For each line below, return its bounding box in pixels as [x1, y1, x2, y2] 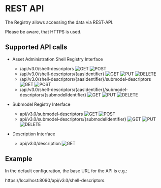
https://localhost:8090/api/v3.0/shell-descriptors [5, 177, 105, 183]
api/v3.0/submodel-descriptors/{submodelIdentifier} [19, 116, 127, 122]
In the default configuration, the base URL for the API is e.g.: [5, 168, 128, 174]
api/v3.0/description [19, 140, 61, 146]
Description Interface [12, 131, 56, 137]
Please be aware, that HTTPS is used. [5, 29, 82, 34]
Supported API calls [5, 43, 67, 52]
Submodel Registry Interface [12, 101, 70, 107]
